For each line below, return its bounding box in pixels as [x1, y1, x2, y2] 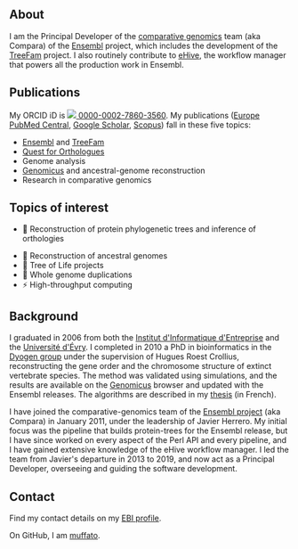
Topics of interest [9, 201, 109, 216]
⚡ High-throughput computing [21, 280, 133, 291]
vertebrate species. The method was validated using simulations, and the [9, 370, 278, 381]
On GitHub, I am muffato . [9, 530, 101, 541]
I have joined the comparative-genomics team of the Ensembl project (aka [9, 406, 281, 417]
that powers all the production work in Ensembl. [9, 59, 184, 70]
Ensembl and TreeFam [21, 136, 105, 147]
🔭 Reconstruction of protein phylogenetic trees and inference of [21, 224, 256, 234]
